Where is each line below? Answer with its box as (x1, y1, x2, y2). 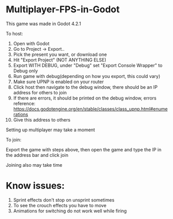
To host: (6, 30, 23, 36)
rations (13, 111, 28, 117)
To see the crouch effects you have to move (13, 202, 107, 208)
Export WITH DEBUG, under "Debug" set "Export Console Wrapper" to (13, 62, 163, 68)
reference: (13, 100, 35, 106)
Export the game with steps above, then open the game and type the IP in (6, 146, 162, 152)
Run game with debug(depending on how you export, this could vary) (13, 73, 161, 79)
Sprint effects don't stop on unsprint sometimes (13, 196, 114, 203)
